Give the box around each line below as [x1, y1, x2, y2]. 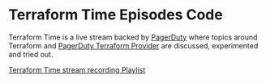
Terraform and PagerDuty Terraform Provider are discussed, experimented [8, 40, 259, 50]
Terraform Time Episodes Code [8, 6, 223, 24]
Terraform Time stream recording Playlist [8, 64, 146, 74]
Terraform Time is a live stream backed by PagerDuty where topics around [8, 32, 258, 42]
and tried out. [8, 49, 54, 59]
